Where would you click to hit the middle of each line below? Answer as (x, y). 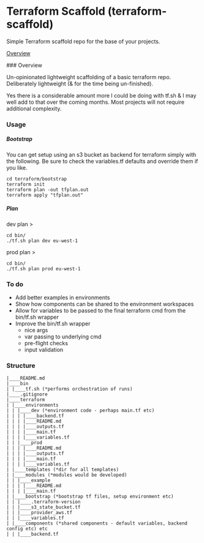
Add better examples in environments (62, 298)
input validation (44, 350)
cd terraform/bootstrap (37, 179)
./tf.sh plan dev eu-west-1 (42, 241)
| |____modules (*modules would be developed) (67, 475)
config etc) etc (27, 529)
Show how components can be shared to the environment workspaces (104, 304)
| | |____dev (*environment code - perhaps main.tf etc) (81, 411)
